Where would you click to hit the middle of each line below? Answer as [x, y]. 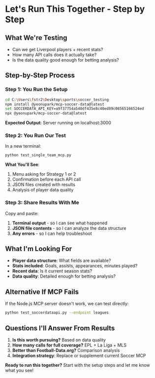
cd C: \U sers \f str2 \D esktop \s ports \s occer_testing [57, 99]
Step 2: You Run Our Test [36, 135]
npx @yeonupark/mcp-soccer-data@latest [46, 113]
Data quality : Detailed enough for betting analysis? [64, 276]
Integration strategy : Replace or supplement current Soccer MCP [79, 355]
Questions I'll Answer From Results [60, 328]
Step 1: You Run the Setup [36, 90]
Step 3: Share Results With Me [42, 203]
